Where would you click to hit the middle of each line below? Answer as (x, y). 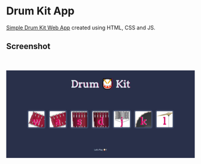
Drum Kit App (40, 11)
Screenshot (28, 46)
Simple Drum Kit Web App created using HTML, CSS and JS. (81, 28)
